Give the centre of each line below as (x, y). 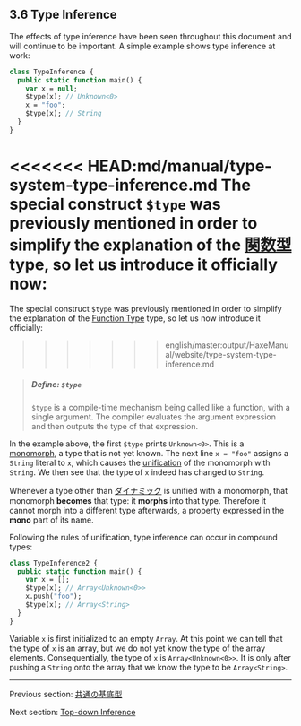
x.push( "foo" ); (54, 596)
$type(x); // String (64, 114)
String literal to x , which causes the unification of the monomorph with (140, 462)
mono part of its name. (52, 520)
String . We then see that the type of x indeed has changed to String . (137, 472)
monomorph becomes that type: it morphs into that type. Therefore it (138, 500)
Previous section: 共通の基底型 (66, 694)
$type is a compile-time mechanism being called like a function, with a (161, 407)
